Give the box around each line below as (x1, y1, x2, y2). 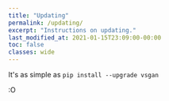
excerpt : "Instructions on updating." (8, 26, 136, 34)
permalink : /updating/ (8, 19, 83, 27)
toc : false (8, 41, 44, 49)
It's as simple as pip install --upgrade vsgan (8, 70, 159, 79)
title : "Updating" (8, 11, 69, 20)
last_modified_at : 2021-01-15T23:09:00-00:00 (8, 33, 161, 42)
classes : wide (8, 48, 56, 56)
